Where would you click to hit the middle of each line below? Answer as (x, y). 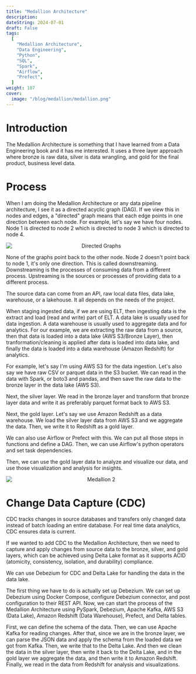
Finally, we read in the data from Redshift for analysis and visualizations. (93, 665)
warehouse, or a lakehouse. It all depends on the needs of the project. (91, 300)
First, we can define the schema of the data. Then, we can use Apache (91, 627)
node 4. (15, 234)
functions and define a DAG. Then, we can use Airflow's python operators (95, 444)
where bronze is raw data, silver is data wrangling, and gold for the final (92, 157)
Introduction (37, 128)
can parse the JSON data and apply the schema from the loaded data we (94, 640)
